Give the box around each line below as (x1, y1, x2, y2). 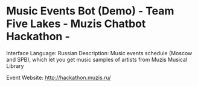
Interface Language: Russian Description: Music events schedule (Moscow (6, 49, 193, 56)
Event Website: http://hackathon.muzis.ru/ (6, 74, 111, 81)
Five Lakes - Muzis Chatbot (6, 17, 146, 31)
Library (6, 62, 24, 70)
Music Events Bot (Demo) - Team (6, 4, 174, 18)
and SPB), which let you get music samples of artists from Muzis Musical (6, 56, 188, 63)
